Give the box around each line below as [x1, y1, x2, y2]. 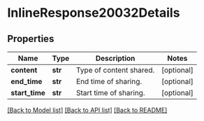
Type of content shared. [75, 65, 155, 75]
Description [95, 54, 136, 63]
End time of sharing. [75, 77, 142, 86]
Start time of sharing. [75, 88, 145, 97]
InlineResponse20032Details [7, 5, 180, 21]
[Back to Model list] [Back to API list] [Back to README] [7, 106, 168, 114]
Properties [7, 33, 54, 45]
